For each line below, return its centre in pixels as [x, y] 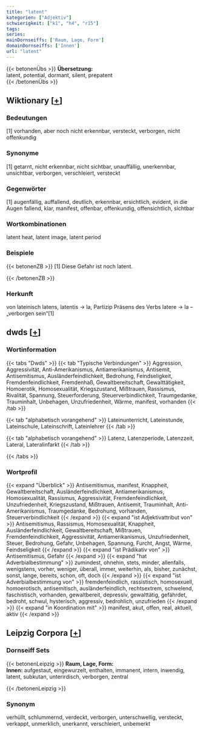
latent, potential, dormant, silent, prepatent [60, 75]
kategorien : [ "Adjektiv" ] [39, 18]
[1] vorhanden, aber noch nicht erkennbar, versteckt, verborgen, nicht [93, 131]
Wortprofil [22, 472]
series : [16, 35]
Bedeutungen [27, 118]
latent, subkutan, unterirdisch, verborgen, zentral [67, 677]
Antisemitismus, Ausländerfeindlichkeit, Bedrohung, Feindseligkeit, [89, 376]
